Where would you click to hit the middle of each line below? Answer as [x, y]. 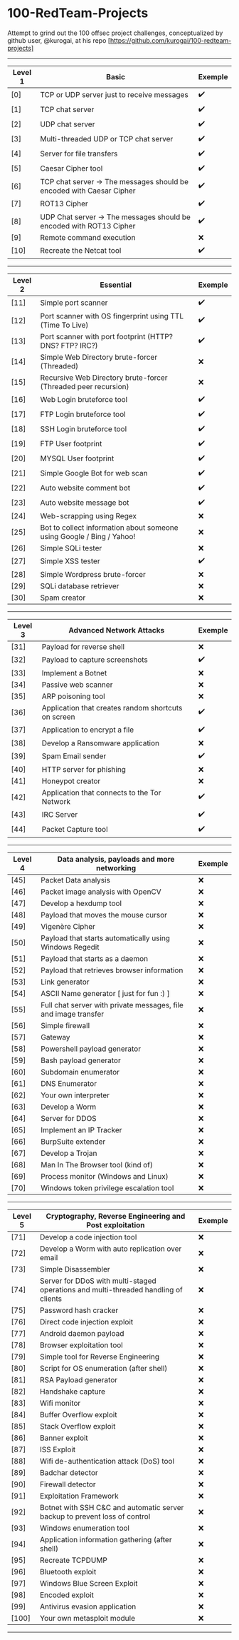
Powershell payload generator [90, 1049]
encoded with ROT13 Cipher [88, 226]
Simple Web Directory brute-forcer [99, 357]
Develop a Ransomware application [101, 743]
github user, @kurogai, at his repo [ [59, 40]
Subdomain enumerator [80, 1072]
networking [116, 867]
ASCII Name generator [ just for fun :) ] [105, 993]
